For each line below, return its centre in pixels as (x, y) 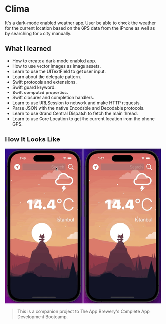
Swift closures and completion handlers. (53, 97)
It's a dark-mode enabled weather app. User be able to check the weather (81, 23)
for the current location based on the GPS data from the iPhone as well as (80, 28)
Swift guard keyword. (34, 87)
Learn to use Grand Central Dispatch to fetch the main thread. (75, 113)
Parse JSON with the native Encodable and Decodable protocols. (78, 108)
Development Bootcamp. (42, 316)
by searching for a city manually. (38, 33)
